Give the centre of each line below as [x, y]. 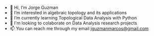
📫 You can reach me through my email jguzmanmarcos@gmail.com [79, 28]
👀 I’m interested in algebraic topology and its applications [68, 13]
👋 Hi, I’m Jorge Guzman [34, 8]
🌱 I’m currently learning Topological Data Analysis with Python [73, 18]
